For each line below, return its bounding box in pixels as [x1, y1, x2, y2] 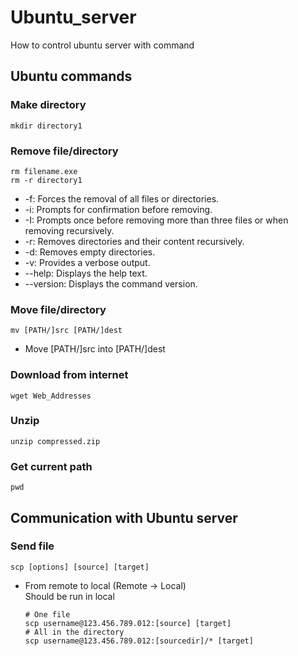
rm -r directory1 [10, 175, 83, 185]
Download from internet [10, 368, 129, 382]
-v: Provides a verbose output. [24, 256, 151, 268]
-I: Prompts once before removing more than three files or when [24, 214, 289, 226]
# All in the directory [24, 627, 125, 637]
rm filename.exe [10, 166, 78, 176]
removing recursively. [24, 224, 115, 236]
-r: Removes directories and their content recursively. [24, 235, 245, 247]
